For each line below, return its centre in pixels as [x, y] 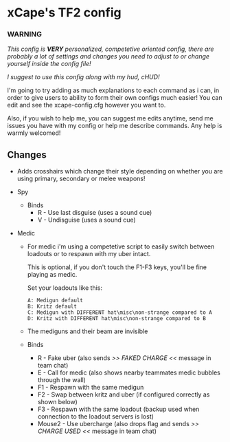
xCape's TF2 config [64, 13]
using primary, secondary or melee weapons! [81, 179]
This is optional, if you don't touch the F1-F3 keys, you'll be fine [117, 267]
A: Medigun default [55, 301]
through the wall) [61, 380]
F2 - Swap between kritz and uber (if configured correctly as [124, 394]
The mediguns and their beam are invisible [88, 331]
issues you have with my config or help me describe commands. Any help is [115, 126]
